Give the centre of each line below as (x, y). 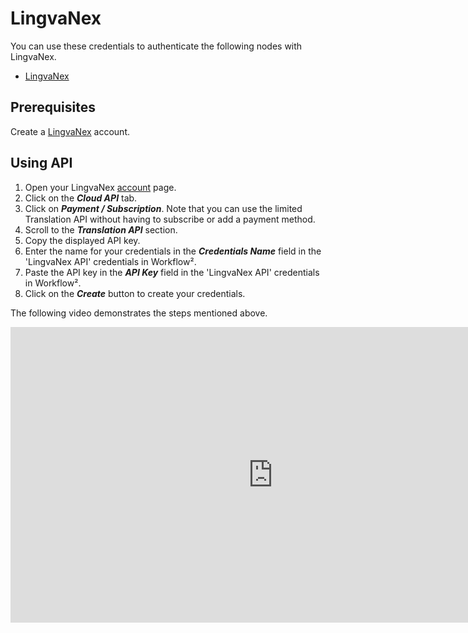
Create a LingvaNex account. (70, 131)
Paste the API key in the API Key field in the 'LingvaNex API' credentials (172, 272)
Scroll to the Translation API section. (101, 229)
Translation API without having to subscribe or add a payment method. (170, 219)
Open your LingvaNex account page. (100, 187)
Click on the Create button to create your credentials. (135, 293)
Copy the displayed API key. (82, 240)
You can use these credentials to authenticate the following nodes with (156, 46)
